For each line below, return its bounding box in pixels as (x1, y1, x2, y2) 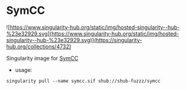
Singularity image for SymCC (6, 54, 79, 62)
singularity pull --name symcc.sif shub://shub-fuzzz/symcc (6, 78, 161, 84)
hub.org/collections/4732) (6, 43, 71, 50)
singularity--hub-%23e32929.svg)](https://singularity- (6, 36, 143, 43)
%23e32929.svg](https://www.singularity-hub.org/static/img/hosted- (6, 30, 179, 37)
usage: (14, 66, 33, 73)
